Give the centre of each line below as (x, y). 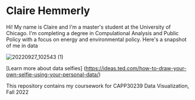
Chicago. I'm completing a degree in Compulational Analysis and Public (93, 33)
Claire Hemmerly (48, 11)
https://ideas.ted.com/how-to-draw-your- (136, 68)
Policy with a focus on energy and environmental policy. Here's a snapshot (96, 39)
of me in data (22, 46)
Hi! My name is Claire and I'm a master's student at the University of (89, 27)
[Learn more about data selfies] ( (46, 68)
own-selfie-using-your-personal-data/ (52, 74)
